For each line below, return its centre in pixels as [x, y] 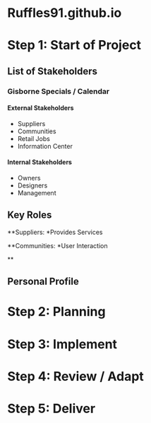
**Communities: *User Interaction [58, 245]
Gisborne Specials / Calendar [59, 91]
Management [37, 193]
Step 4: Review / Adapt [76, 376]
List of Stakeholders [52, 71]
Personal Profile [43, 282]
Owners [29, 178]
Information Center [45, 146]
